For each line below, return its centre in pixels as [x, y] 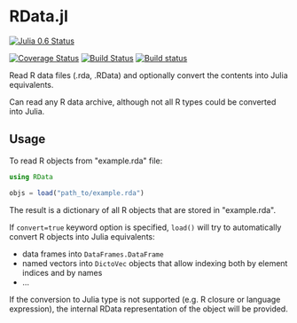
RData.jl [39, 16]
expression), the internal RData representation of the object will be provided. [148, 309]
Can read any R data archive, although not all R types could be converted [143, 102]
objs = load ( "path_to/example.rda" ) [77, 193]
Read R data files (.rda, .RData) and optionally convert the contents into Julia [148, 75]
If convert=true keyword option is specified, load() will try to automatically [145, 227]
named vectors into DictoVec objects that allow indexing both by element [155, 263]
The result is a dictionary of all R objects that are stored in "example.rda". [143, 209]
